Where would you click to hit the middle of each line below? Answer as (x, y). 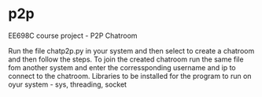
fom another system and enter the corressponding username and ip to (122, 67)
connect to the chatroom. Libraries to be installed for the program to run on (130, 76)
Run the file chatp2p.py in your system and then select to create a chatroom (131, 50)
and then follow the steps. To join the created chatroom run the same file (126, 59)
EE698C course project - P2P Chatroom (73, 35)
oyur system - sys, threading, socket (68, 84)
